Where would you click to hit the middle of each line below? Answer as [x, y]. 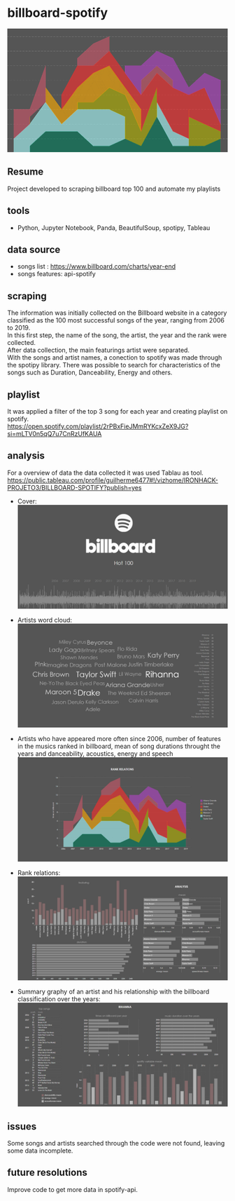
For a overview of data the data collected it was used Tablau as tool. [106, 473]
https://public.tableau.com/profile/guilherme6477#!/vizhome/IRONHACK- [113, 480]
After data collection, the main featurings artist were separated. [99, 350]
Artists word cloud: [44, 620]
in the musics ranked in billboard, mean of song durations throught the [119, 746]
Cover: [27, 501]
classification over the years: [59, 999]
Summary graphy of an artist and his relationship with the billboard [113, 991]
